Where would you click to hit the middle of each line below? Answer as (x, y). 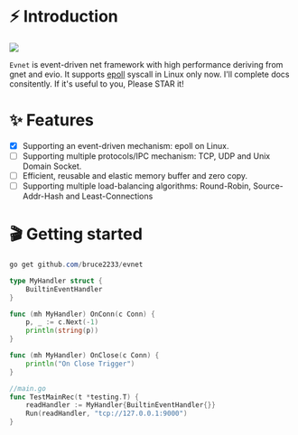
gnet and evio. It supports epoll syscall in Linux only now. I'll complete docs (150, 74)
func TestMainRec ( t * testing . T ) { (74, 397)
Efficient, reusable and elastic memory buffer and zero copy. (135, 176)
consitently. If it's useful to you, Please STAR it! (97, 83)
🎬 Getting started (76, 234)
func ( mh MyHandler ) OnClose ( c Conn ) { (84, 356)
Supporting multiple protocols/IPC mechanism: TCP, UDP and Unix (146, 156)
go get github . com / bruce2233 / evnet (76, 265)
